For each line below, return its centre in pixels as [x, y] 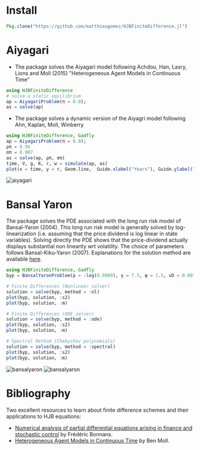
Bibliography [38, 393]
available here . [24, 259]
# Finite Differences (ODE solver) [50, 314]
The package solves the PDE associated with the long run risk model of [94, 221]
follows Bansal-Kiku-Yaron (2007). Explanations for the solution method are [99, 253]
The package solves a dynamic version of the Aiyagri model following [100, 118]
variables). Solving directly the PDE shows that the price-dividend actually [97, 240]
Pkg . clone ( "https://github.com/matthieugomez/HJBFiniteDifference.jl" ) [97, 26]
